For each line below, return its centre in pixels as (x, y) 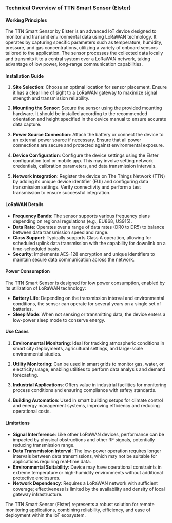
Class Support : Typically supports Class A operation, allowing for (82, 237)
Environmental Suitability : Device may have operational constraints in (87, 467)
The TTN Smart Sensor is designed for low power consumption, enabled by (85, 283)
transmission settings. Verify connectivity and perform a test (77, 187)
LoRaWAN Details (24, 204)
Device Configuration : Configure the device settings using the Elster (86, 155)
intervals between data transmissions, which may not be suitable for (85, 456)
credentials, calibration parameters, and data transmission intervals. (84, 166)
